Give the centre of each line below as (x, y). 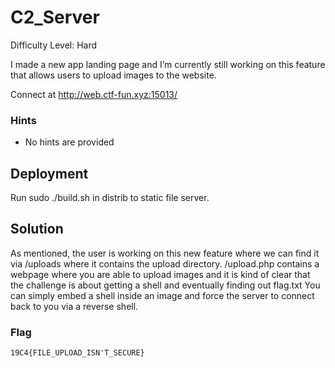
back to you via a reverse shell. (74, 306)
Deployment (49, 173)
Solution (37, 229)
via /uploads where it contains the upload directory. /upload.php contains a (165, 263)
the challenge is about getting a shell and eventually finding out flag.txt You (165, 285)
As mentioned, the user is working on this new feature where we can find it (165, 253)
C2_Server (55, 17)
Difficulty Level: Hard (54, 45)
